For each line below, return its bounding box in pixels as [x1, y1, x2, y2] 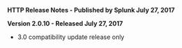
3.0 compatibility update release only [17, 33, 125, 41]
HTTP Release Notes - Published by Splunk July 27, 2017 [7, 6, 175, 14]
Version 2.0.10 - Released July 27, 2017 [7, 19, 123, 27]
